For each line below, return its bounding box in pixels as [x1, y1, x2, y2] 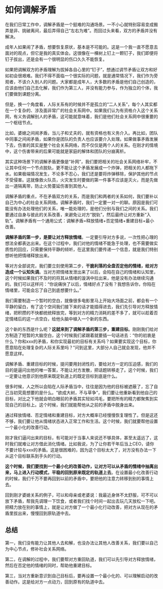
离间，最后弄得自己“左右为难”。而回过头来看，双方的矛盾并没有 [30, 27, 158, 33]
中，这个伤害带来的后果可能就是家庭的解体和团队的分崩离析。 [5, 148, 129, 154]
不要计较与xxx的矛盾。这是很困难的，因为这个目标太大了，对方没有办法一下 [5, 447, 157, 452]
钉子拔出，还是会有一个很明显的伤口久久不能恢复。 [5, 56, 107, 62]
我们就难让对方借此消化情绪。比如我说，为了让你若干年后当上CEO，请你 [9, 441, 154, 447]
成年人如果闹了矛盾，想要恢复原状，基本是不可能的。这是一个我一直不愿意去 [5, 44, 158, 50]
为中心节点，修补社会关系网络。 [5, 546, 69, 551]
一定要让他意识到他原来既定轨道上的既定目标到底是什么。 [5, 373, 120, 379]
